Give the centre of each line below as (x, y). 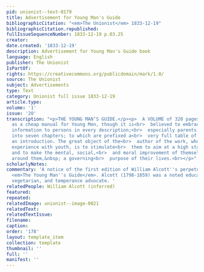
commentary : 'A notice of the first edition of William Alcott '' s (92, 170)
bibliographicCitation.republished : (53, 29)
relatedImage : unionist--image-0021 (53, 204)
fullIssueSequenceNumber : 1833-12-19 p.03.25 (65, 35)
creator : (17, 40)
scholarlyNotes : (27, 164)
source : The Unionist (34, 79)
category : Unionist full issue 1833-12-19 (61, 96)
